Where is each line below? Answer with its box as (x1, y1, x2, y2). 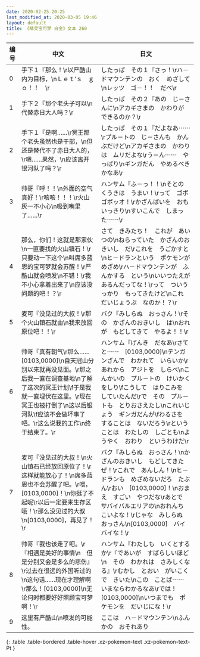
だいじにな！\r (130, 603, 171, 611)
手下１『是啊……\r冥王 (21, 129, 85, 137)
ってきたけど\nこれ (130, 290, 184, 298)
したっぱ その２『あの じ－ (101, 95, 185, 103)
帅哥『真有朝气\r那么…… (21, 348, 90, 356)
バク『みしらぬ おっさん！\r (101, 309, 183, 318)
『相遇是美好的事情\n (21, 549, 81, 557)
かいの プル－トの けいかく (107, 374, 190, 383)
